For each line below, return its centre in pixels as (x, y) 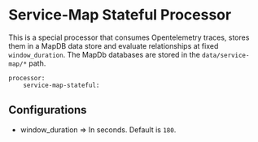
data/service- (226, 55)
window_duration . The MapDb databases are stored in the (105, 54)
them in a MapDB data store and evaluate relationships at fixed (114, 45)
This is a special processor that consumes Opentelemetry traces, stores (129, 37)
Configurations (48, 110)
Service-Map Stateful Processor (120, 15)
